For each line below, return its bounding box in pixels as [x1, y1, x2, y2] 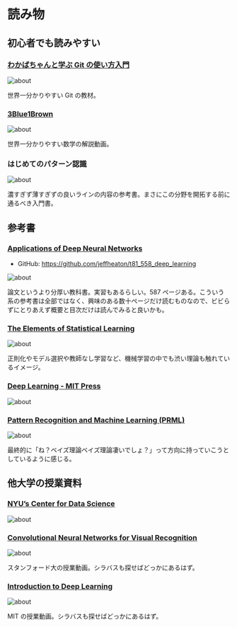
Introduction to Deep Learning [7, 581, 113, 591]
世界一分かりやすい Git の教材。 [7, 91, 100, 99]
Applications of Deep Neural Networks [7, 243, 143, 253]
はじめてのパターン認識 [7, 159, 87, 169]
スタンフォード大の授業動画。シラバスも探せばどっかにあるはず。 [7, 563, 200, 572]
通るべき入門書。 [7, 199, 57, 207]
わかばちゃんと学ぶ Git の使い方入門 [7, 59, 129, 69]
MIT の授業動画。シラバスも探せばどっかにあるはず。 [7, 612, 163, 621]
